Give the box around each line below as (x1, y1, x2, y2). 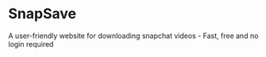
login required (8, 39, 54, 48)
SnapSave (8, 5, 77, 23)
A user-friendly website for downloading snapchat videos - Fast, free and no (8, 31, 259, 40)
